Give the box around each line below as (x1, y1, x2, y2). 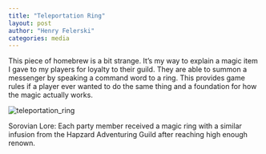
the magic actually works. (8, 90, 94, 100)
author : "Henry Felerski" (8, 26, 95, 34)
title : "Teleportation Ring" (8, 11, 106, 20)
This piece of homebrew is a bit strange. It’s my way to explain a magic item (8, 56, 258, 66)
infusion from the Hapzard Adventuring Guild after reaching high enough (8, 130, 248, 140)
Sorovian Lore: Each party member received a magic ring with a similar (8, 121, 243, 131)
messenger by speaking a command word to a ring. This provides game (8, 73, 246, 83)
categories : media (8, 34, 70, 43)
